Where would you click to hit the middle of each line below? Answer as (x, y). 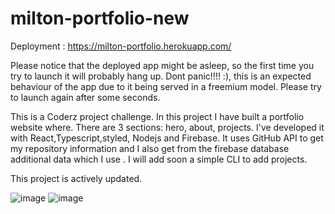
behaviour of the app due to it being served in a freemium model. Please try (166, 86)
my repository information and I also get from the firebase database (150, 148)
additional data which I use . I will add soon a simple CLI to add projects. (159, 159)
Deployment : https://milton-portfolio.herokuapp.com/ (121, 46)
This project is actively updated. (76, 178)
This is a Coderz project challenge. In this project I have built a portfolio (157, 116)
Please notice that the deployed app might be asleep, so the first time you (162, 65)
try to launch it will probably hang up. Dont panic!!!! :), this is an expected (161, 76)
